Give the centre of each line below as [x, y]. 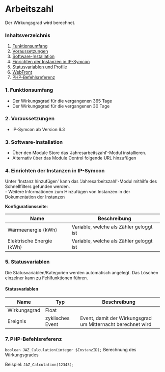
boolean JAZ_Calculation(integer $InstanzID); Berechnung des [71, 350]
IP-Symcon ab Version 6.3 [39, 129]
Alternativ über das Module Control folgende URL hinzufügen [74, 158]
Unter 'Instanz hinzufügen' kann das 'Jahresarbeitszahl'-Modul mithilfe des [81, 181]
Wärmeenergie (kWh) [32, 230]
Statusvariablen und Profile [40, 67]
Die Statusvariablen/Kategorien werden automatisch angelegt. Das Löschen [82, 272]
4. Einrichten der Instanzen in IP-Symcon [55, 171]
